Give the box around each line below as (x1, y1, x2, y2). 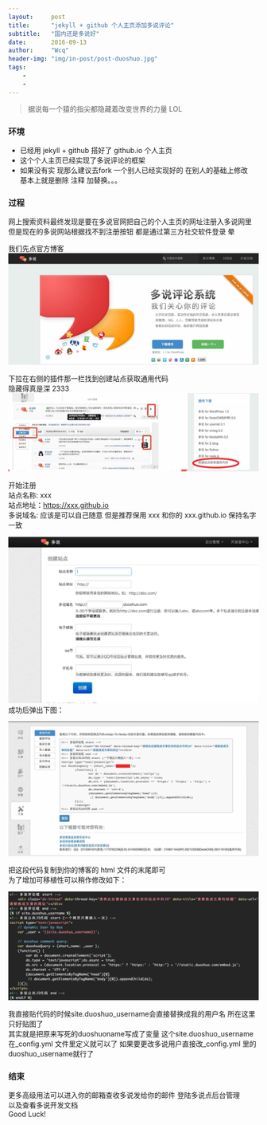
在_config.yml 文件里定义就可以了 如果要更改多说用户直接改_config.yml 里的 (8, 1039, 257, 1048)
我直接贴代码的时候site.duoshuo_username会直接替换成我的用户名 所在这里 (8, 1009, 256, 1019)
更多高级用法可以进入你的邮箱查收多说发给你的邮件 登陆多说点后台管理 (8, 1091, 240, 1100)
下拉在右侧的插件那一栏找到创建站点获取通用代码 (8, 374, 168, 384)
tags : (8, 64, 26, 72)
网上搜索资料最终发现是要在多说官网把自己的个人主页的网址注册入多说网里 (8, 217, 252, 226)
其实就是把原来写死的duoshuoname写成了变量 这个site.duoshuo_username (8, 1029, 254, 1039)
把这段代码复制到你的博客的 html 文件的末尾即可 (8, 865, 166, 875)
